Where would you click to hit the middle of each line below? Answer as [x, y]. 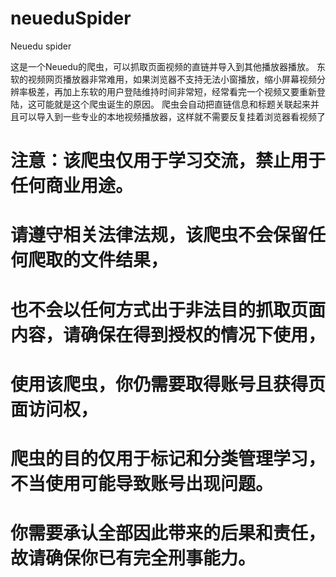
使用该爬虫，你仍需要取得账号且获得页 [168, 384]
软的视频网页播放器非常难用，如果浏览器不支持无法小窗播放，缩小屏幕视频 [163, 79]
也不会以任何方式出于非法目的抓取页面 [168, 309]
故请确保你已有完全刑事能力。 [133, 558]
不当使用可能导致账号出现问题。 [142, 483]
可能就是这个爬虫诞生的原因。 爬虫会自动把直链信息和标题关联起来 [173, 104]
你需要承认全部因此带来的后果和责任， [168, 533]
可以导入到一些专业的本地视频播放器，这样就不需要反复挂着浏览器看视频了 [172, 116]
